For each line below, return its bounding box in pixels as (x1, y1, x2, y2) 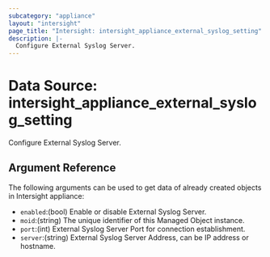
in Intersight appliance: (8, 191, 85, 200)
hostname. (19, 241, 57, 251)
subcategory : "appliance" (8, 11, 95, 20)
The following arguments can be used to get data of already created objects (8, 183, 262, 192)
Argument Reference (8, 161, 116, 175)
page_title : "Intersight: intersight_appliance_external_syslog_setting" (8, 27, 263, 35)
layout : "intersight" (8, 19, 82, 27)
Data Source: (8, 77, 98, 95)
